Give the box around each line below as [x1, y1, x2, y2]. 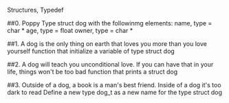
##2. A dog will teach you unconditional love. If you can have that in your [7, 60, 214, 68]
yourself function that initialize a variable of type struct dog [7, 47, 175, 55]
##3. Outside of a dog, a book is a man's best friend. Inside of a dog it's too [7, 81, 221, 89]
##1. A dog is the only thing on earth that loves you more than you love [7, 40, 208, 47]
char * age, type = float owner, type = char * [7, 27, 133, 34]
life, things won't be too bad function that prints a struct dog [7, 68, 177, 76]
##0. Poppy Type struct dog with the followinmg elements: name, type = [7, 19, 212, 27]
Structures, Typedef [7, 6, 64, 14]
